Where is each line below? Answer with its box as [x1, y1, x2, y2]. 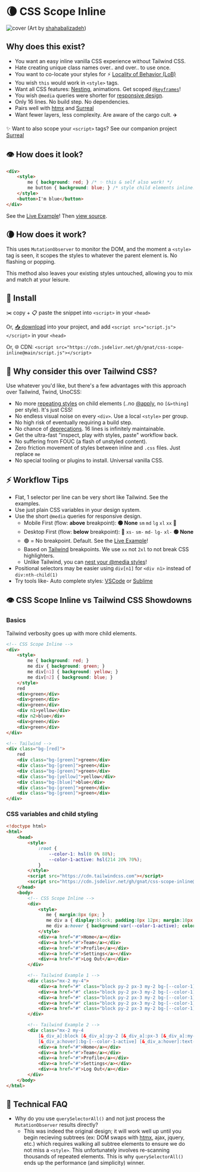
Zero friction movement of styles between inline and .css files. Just [14, 444, 180, 451]
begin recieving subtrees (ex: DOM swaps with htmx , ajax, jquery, [23, 1134, 185, 1141]
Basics [6, 616, 26, 624]
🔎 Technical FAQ [6, 1099, 68, 1110]
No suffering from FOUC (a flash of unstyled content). [14, 438, 148, 445]
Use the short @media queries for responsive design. [14, 512, 142, 520]
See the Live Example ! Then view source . [6, 212, 108, 219]
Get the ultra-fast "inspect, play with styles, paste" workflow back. [14, 432, 179, 439]
